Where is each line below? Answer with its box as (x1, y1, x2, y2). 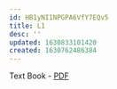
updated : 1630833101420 (9, 37, 97, 47)
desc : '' (9, 29, 42, 38)
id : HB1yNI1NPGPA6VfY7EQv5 (9, 12, 109, 22)
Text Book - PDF (9, 70, 69, 81)
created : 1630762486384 (9, 46, 97, 55)
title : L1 (9, 21, 46, 30)
